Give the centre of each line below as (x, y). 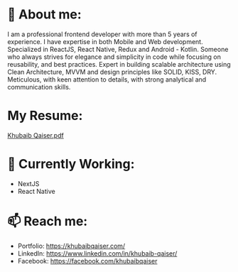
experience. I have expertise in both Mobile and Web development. (106, 41)
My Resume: (45, 116)
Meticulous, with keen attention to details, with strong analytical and (107, 79)
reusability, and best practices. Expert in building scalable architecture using (119, 64)
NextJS (28, 183)
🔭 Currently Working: (71, 164)
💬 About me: (44, 15)
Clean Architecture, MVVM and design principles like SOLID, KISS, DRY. (112, 72)
